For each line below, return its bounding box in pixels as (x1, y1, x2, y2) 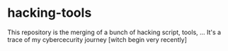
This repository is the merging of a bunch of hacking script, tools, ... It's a (7, 28, 222, 36)
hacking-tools (7, 5, 92, 21)
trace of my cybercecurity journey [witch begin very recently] (7, 35, 188, 43)
